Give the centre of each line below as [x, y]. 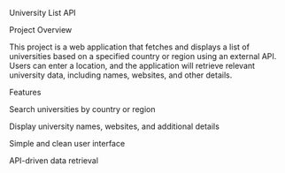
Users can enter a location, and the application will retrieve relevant [132, 66]
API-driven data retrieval [54, 161]
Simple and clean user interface [67, 143]
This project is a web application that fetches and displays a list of [130, 47]
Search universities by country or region [82, 109]
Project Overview [41, 30]
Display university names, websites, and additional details [114, 126]
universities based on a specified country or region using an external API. [143, 56]
